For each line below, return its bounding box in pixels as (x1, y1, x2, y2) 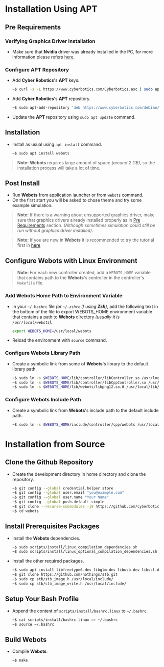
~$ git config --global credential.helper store (12, 486, 114, 491)
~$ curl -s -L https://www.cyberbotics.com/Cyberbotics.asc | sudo (12, 87, 153, 92)
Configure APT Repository (5, 66, 70, 73)
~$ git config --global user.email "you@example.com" (12, 490, 124, 495)
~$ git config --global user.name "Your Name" (12, 495, 109, 500)
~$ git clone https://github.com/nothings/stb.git (12, 572, 118, 577)
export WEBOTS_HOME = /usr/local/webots (12, 329, 92, 333)
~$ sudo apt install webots (12, 151, 70, 155)
